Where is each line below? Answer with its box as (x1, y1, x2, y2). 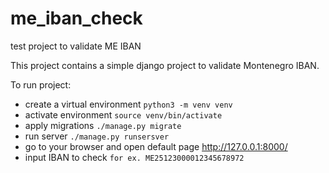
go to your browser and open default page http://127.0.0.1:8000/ (24, 140, 288, 152)
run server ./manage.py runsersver (24, 130, 170, 142)
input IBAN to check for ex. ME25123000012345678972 (24, 151, 245, 163)
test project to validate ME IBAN (10, 40, 142, 52)
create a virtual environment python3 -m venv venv (24, 98, 233, 110)
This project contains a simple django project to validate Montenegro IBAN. (10, 59, 320, 71)
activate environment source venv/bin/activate (24, 108, 223, 121)
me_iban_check (10, 7, 143, 30)
